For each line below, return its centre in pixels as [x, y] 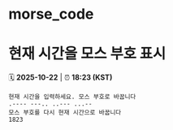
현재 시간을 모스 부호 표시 [87, 54]
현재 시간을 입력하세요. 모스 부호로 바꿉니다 [72, 97]
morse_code [51, 14]
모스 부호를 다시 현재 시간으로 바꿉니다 [65, 113]
